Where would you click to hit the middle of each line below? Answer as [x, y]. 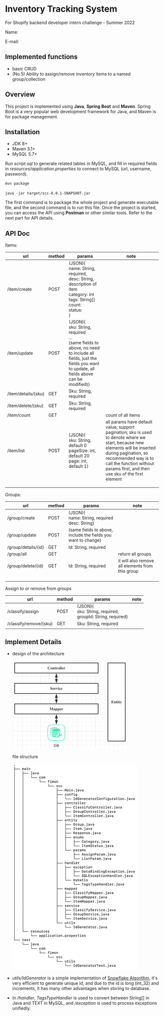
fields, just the [83, 359]
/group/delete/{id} [25, 566]
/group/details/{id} [26, 547]
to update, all [82, 369]
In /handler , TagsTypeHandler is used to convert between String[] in [81, 998]
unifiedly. [21, 1008]
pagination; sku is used [129, 432]
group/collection [29, 79]
